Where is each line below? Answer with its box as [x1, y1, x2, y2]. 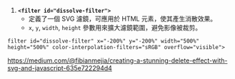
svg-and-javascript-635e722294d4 [7, 64, 113, 72]
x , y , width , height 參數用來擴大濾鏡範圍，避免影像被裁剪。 [28, 23, 202, 31]
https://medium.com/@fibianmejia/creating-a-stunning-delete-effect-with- [7, 56, 228, 65]
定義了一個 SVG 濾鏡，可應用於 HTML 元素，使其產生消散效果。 [28, 14, 216, 23]
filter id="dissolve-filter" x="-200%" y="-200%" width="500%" [7, 38, 200, 45]
